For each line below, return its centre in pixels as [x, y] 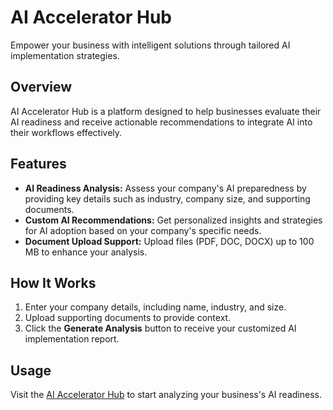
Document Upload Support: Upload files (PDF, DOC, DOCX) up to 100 [169, 241]
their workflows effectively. [66, 132]
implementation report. [72, 339]
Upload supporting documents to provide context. [128, 318]
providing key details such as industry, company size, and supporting [167, 198]
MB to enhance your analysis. [86, 252]
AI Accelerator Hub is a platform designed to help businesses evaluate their [166, 111]
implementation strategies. [65, 55]
